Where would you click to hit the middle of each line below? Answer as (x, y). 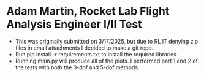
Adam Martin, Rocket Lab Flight (88, 11)
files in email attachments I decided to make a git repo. (84, 48)
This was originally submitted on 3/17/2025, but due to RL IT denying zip (107, 41)
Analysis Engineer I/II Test (74, 24)
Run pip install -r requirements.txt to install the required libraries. (96, 54)
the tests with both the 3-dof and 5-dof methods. (77, 67)
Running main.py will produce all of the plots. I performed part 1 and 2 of (106, 61)
